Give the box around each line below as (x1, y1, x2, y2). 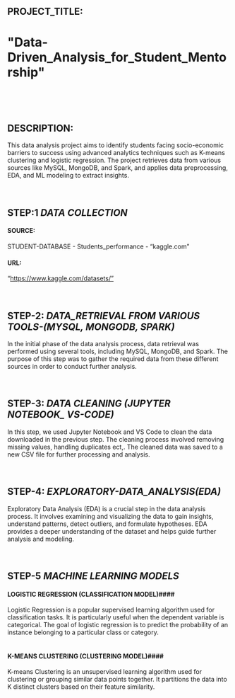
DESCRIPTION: (7, 122, 74, 134)
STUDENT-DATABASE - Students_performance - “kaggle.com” (7, 242, 190, 251)
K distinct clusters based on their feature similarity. (7, 682, 155, 691)
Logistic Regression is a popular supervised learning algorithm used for (7, 605, 215, 614)
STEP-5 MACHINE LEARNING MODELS (7, 570, 179, 583)
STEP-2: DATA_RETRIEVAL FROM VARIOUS (7, 309, 200, 321)
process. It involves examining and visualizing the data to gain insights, (7, 512, 214, 520)
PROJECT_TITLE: (7, 6, 83, 18)
